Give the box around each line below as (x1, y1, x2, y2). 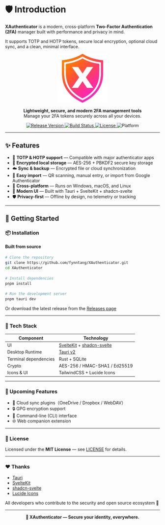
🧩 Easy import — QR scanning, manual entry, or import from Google (12, 172, 150, 178)
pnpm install (5, 281, 32, 286)
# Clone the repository (5, 255, 54, 260)
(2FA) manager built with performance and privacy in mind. (5, 29, 125, 35)
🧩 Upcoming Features (5, 388, 58, 395)
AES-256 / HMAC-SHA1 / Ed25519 (58, 363, 133, 369)
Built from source (5, 244, 41, 249)
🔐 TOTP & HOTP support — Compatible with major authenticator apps (12, 154, 155, 160)
